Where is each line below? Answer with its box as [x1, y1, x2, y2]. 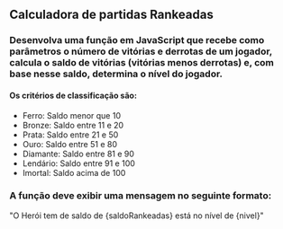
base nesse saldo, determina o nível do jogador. [9, 67, 224, 80]
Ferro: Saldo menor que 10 [22, 110, 122, 120]
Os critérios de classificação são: [9, 90, 138, 101]
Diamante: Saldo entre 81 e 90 [22, 148, 135, 159]
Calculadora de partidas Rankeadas [9, 7, 214, 22]
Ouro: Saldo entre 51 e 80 [22, 138, 118, 149]
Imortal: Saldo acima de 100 [22, 167, 126, 178]
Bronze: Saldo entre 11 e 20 [22, 119, 124, 130]
